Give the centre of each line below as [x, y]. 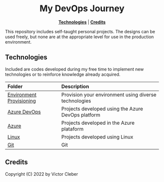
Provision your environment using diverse [109, 94]
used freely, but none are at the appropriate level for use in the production [80, 37]
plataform [72, 129]
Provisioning [22, 101]
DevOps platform [81, 114]
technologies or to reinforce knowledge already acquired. [63, 74]
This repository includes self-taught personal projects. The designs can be [80, 31]
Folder [15, 86]
